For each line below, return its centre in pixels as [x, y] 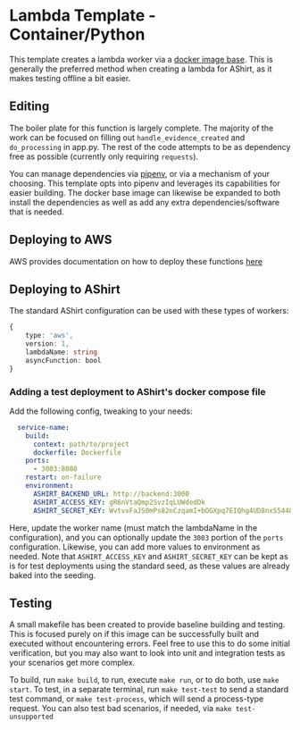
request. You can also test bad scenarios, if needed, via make [121, 709]
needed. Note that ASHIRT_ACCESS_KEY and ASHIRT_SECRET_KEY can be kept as [149, 556]
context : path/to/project [81, 444]
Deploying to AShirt [65, 289]
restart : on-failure [63, 478]
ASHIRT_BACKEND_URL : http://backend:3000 [111, 494]
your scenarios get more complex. [72, 663]
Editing [29, 107]
